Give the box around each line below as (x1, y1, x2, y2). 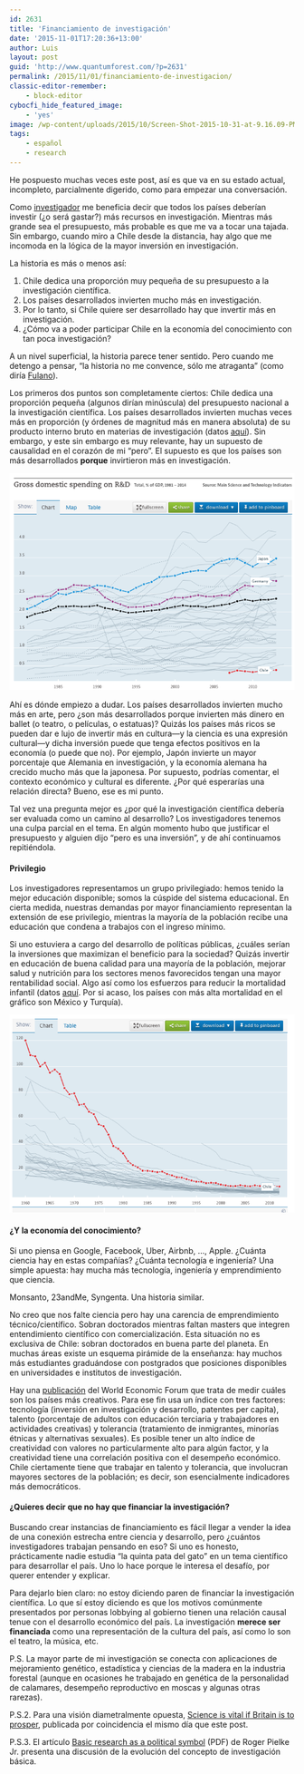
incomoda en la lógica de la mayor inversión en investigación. (9, 240, 239, 251)
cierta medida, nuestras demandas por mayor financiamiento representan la (9, 902, 292, 913)
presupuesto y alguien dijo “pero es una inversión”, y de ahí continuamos (9, 832, 281, 843)
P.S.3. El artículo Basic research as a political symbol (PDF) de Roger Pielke (9, 1736, 290, 1747)
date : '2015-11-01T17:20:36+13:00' (9, 34, 144, 43)
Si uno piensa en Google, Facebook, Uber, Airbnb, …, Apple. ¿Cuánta (9, 1245, 267, 1255)
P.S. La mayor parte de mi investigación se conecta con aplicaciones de (9, 1653, 278, 1663)
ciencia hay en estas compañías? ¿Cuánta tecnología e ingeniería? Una (9, 1255, 274, 1265)
